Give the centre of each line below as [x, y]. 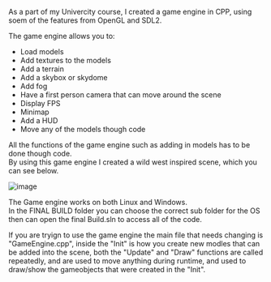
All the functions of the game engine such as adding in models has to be [129, 145]
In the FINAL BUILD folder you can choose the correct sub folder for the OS [135, 211]
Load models [42, 51]
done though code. [40, 154]
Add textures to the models [66, 60]
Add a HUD [39, 120]
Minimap [35, 112]
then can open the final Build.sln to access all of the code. [105, 219]
